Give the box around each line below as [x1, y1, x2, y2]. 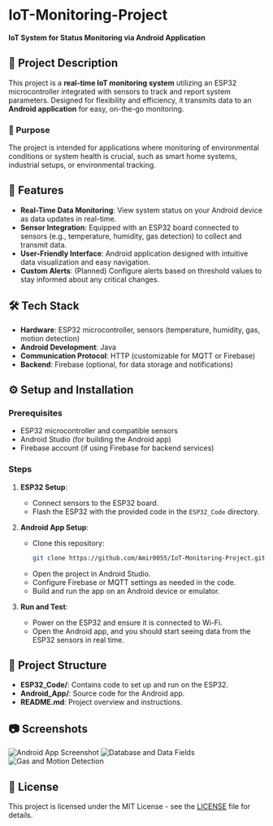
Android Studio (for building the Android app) [19, 434, 172, 445]
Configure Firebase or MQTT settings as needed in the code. [32, 577, 236, 587]
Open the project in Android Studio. [32, 569, 151, 578]
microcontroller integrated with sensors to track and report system [8, 86, 232, 96]
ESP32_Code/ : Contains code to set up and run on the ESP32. [19, 680, 229, 690]
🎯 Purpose [8, 124, 50, 135]
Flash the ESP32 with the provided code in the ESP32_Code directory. [32, 507, 260, 516]
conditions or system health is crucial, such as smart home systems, [8, 152, 237, 161]
